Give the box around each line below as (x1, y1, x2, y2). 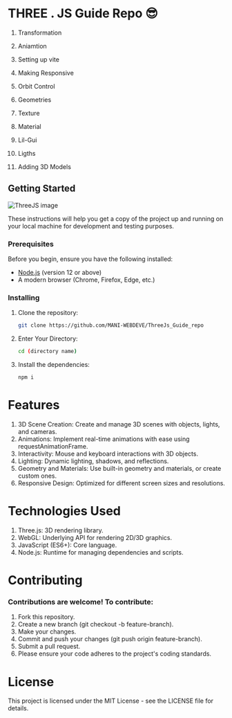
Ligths (17, 149, 36, 157)
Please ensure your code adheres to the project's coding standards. (17, 649, 212, 658)
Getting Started (8, 183, 76, 195)
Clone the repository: (17, 309, 79, 317)
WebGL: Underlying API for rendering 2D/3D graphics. (17, 533, 173, 541)
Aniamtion (17, 42, 47, 50)
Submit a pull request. (17, 643, 81, 651)
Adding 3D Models (17, 162, 72, 171)
